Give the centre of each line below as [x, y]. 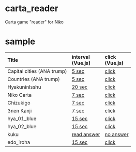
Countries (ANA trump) [34, 79]
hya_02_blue [22, 126]
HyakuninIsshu [24, 87]
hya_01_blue [22, 118]
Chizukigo [19, 102]
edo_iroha [19, 142]
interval [81, 57]
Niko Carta [20, 95]
